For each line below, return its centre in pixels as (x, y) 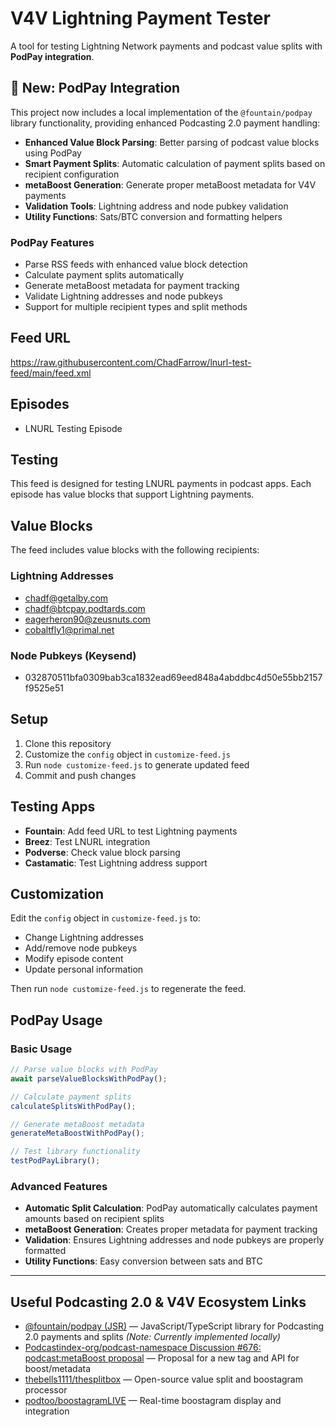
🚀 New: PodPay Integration (95, 88)
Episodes (40, 404)
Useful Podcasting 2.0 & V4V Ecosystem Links (158, 1302)
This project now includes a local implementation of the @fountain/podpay (161, 112)
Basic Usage (41, 1049)
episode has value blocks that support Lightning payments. (132, 494)
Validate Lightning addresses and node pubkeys (123, 296)
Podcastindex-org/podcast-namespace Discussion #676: (143, 1348)
